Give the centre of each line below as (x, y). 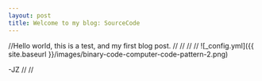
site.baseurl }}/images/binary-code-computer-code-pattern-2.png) (118, 54)
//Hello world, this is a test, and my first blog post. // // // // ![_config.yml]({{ (131, 45)
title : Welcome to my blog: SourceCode (74, 23)
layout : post (30, 15)
